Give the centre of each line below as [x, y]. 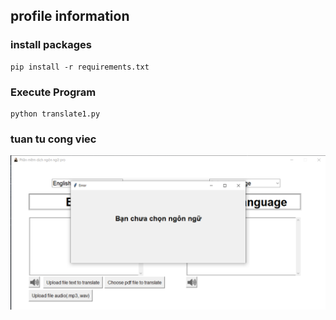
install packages [51, 45]
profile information [70, 16]
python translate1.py [55, 114]
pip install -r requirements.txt [80, 67]
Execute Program [53, 92]
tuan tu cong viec [53, 139]
